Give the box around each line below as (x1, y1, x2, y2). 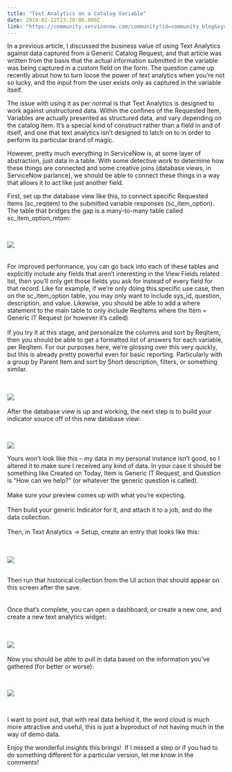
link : (7, 23, 23, 30)
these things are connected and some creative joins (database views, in (7, 164, 212, 173)
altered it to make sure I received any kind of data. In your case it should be (7, 462, 222, 470)
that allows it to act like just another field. (7, 179, 124, 187)
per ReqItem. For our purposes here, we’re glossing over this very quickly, (7, 343, 217, 351)
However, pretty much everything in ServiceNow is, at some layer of (7, 149, 202, 157)
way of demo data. (7, 730, 61, 739)
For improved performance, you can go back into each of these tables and (7, 262, 219, 271)
